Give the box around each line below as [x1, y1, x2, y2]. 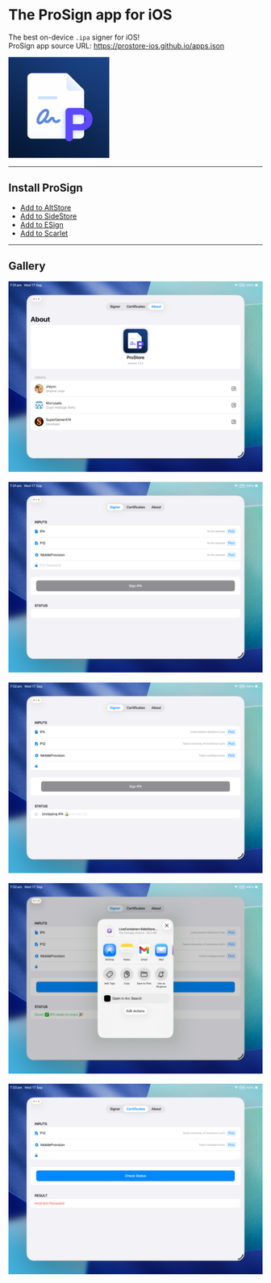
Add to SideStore [19, 211, 77, 221]
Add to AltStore [19, 202, 72, 212]
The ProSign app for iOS [8, 6, 173, 24]
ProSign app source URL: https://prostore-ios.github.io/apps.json [8, 40, 225, 50]
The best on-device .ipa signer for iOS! [8, 32, 140, 42]
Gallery [8, 260, 46, 273]
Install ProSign [8, 181, 83, 195]
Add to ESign [19, 219, 64, 229]
